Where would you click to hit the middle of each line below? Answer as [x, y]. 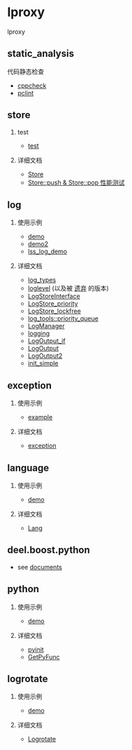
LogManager [46, 326]
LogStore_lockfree [54, 311]
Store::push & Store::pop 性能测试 [76, 182]
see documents [40, 567]
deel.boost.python [49, 550]
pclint [25, 93]
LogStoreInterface [54, 296]
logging [39, 333]
